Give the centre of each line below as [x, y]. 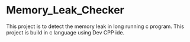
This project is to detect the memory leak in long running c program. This [95, 26]
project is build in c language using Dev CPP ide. [65, 32]
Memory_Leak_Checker [65, 10]
